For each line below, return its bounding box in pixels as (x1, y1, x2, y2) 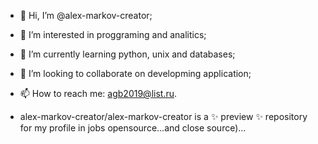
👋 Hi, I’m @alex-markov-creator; (19, 10, 153, 21)
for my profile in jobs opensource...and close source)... (19, 122, 247, 134)
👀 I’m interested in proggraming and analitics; (19, 29, 207, 40)
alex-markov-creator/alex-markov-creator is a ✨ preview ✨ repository (19, 111, 308, 122)
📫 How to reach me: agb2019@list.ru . (19, 88, 178, 99)
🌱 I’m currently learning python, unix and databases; (19, 48, 236, 60)
